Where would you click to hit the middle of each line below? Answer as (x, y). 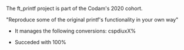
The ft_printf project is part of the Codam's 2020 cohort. (74, 8)
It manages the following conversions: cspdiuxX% (75, 31)
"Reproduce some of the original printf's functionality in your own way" (92, 19)
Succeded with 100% (40, 42)
